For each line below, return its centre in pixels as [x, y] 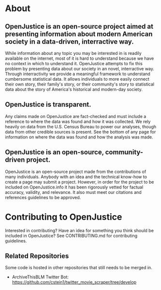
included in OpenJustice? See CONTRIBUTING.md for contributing [71, 236]
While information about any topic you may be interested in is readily [73, 53]
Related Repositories [37, 256]
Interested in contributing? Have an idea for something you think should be [79, 230]
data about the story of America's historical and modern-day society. [74, 89]
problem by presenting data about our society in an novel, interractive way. [80, 69]
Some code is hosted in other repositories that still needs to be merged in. [79, 268]
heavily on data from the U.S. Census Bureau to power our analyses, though [81, 126]
